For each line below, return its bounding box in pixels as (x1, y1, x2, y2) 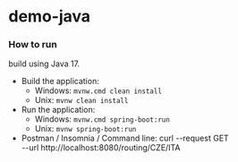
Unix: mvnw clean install (34, 95, 129, 106)
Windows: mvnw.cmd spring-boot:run (34, 114, 171, 124)
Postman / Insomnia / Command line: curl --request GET (21, 132, 229, 144)
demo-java (8, 6, 91, 27)
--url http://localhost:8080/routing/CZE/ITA (21, 142, 181, 153)
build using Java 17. (8, 58, 81, 69)
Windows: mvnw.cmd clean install (34, 85, 163, 96)
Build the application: (21, 76, 99, 87)
